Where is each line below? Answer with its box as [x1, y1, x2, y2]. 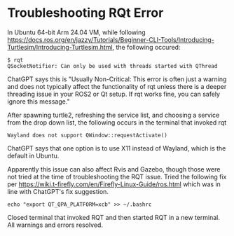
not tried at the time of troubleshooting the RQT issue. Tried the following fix [7, 172, 227, 181]
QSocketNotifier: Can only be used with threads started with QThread [7, 62, 218, 69]
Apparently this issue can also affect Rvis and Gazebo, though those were [7, 165, 221, 173]
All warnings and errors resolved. [7, 221, 104, 229]
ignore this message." [7, 97, 70, 106]
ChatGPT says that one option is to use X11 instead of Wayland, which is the [7, 144, 226, 152]
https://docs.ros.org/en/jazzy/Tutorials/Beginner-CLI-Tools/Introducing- [7, 35, 215, 43]
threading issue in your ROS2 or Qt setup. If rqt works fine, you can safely [7, 90, 221, 98]
